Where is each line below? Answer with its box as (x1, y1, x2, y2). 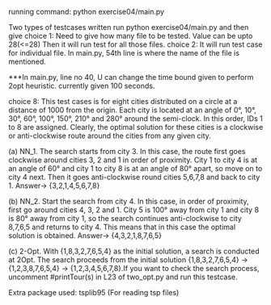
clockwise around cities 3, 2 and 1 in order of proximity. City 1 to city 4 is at (8, 155, 257, 165)
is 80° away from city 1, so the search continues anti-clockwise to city (8, 214, 243, 223)
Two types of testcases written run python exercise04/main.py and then (8, 23, 249, 31)
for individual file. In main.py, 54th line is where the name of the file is (8, 48, 240, 57)
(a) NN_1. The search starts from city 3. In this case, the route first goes (8, 147, 246, 156)
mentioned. (8, 56, 47, 66)
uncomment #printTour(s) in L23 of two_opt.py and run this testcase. (8, 272, 239, 282)
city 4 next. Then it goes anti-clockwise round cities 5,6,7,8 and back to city (8, 173, 260, 182)
